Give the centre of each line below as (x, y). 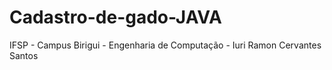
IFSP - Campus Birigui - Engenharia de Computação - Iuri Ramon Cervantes (165, 45)
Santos (24, 55)
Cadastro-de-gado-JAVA (115, 17)
